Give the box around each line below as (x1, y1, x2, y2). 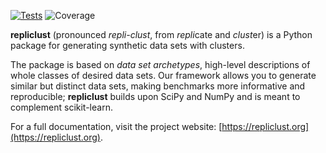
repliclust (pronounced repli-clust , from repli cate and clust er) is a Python (10, 29, 313, 40)
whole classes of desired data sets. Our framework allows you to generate (10, 70, 317, 81)
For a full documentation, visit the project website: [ (10, 121, 223, 132)
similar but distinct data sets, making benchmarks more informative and (10, 80, 306, 92)
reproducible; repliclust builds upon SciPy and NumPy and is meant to (10, 91, 301, 102)
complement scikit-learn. (10, 101, 113, 113)
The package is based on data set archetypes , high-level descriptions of (10, 59, 311, 70)
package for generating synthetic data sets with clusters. (10, 40, 245, 51)
